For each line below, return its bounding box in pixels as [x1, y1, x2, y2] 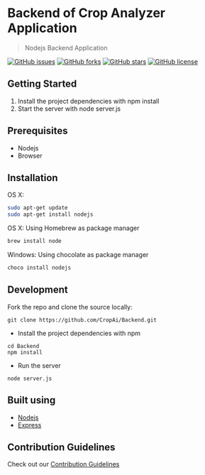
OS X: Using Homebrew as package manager [7, 224, 140, 232]
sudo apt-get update [7, 204, 69, 212]
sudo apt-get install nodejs [7, 211, 94, 218]
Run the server [17, 361, 62, 370]
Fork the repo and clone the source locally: [7, 302, 133, 311]
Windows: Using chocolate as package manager [7, 251, 149, 258]
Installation [7, 172, 58, 184]
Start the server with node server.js [17, 104, 121, 113]
